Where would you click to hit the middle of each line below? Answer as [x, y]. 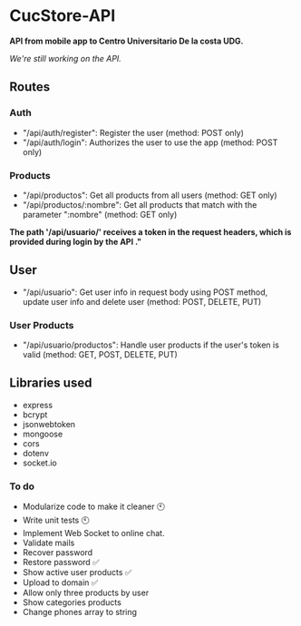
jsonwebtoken [49, 424]
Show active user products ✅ [77, 572]
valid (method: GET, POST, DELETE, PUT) [100, 355]
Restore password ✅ [61, 562]
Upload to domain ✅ [60, 582]
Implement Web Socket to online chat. [93, 533]
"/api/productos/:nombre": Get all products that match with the [140, 204]
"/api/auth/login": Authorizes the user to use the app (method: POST [150, 142]
